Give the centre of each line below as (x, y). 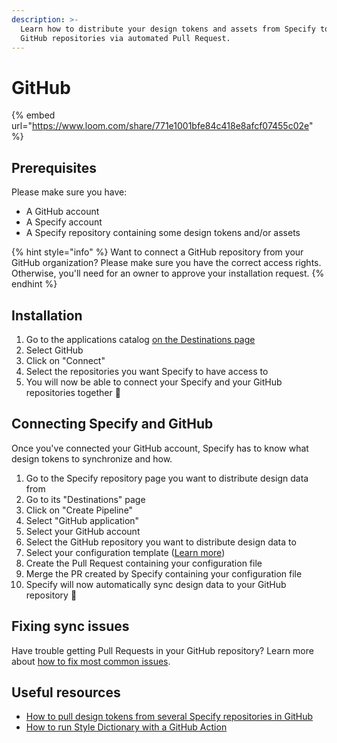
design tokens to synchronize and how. (92, 458)
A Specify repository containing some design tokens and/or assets (163, 233)
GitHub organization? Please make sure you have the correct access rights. (166, 263)
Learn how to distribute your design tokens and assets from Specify (168, 29)
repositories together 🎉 (73, 392)
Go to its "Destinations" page (85, 499)
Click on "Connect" (65, 360)
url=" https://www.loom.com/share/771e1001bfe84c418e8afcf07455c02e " (162, 126)
